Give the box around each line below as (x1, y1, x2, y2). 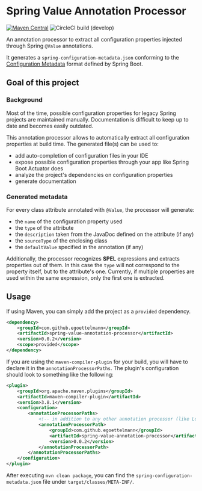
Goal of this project (6, 78, 79, 88)
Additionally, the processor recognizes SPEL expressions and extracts (6, 255, 180, 262)
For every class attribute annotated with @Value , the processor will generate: (6, 206, 195, 213)
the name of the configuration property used (14, 218, 123, 225)
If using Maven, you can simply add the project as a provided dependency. (6, 307, 191, 315)
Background (6, 96, 43, 104)
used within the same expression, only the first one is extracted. (6, 274, 165, 281)
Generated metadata (6, 193, 68, 201)
